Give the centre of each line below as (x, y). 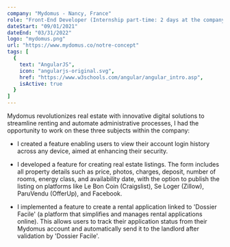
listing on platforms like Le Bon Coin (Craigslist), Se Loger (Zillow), (110, 186)
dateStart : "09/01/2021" (42, 26)
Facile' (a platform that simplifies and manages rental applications (110, 214)
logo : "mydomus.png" (37, 39)
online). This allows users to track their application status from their (112, 221)
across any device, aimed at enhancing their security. (92, 151)
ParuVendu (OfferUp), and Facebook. (69, 193)
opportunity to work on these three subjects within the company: (99, 130)
